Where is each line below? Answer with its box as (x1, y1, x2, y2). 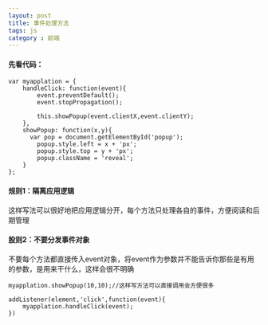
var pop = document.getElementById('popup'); (29, 133, 183, 142)
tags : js (8, 26, 37, 34)
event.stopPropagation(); (37, 99, 124, 107)
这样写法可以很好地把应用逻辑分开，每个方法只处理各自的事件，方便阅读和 (8, 205, 253, 215)
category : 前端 (8, 33, 60, 42)
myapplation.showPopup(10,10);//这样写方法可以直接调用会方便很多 (8, 281, 215, 289)
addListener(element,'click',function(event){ (8, 296, 166, 303)
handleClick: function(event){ (22, 84, 127, 92)
